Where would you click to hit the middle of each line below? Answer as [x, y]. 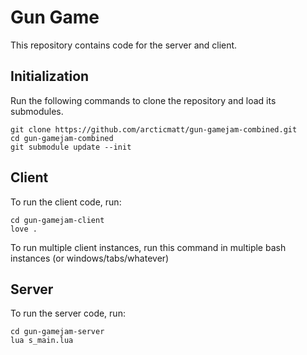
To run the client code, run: [66, 202]
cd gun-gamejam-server [57, 332]
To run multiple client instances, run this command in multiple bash [148, 247]
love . [24, 229]
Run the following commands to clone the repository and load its [143, 100]
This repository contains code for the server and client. [124, 45]
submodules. [37, 111]
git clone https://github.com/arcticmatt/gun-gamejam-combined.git [154, 129]
